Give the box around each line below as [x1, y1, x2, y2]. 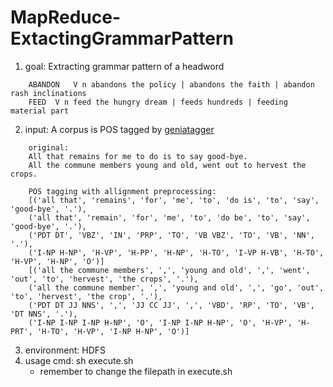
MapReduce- [10, 6, 122, 29]
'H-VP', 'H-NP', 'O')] [10, 256, 105, 266]
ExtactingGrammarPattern [10, 27, 234, 50]
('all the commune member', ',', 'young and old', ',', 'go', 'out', [28, 282, 325, 293]
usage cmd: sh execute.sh [24, 354, 134, 366]
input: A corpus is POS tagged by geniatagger [24, 123, 215, 135]
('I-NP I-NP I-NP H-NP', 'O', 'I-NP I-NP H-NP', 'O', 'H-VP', [28, 317, 293, 328]
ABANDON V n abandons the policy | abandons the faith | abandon [28, 79, 315, 90]
